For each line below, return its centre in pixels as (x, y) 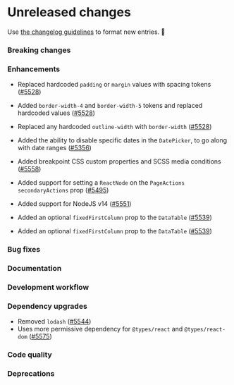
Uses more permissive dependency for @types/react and (100, 329)
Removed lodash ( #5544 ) (54, 322)
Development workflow (48, 287)
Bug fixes (24, 250)
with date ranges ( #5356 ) (54, 148)
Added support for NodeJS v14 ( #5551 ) (74, 204)
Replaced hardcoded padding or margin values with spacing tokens (114, 85)
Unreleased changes (69, 12)
